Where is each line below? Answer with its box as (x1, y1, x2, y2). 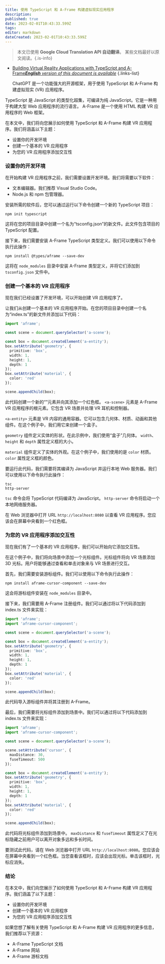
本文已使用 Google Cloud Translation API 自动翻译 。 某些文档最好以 (17, 49, 156, 55)
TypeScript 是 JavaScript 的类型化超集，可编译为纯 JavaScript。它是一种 (5, 97, 153, 103)
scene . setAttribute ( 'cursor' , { (5, 748, 71, 753)
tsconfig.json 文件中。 (5, 269, 53, 275)
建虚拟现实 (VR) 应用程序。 (12, 86, 67, 92)
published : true (5, 16, 38, 21)
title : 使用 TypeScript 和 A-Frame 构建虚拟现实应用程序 (5, 7, 114, 12)
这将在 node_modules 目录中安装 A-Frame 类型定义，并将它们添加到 (5, 263, 140, 269)
